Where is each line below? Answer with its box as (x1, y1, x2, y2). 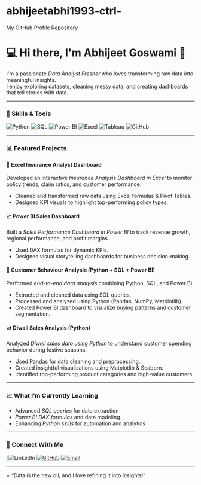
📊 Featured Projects (6, 144, 67, 152)
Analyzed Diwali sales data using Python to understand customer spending (6, 340, 192, 347)
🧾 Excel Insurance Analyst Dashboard (6, 161, 102, 168)
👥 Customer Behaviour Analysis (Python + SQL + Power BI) (6, 266, 156, 273)
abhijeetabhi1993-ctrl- (6, 4, 122, 18)
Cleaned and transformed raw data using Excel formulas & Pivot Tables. (14, 193, 192, 200)
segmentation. (14, 310, 51, 318)
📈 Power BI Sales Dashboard (6, 212, 80, 219)
